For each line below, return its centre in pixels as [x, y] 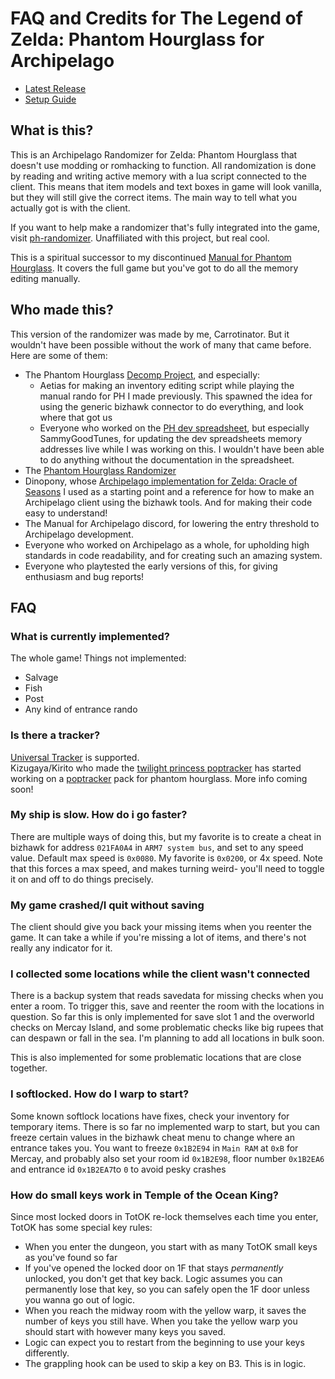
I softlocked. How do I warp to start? [100, 1094]
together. [29, 1068]
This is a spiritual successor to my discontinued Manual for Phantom [151, 257]
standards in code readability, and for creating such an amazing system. [173, 555]
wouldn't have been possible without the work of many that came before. [161, 344]
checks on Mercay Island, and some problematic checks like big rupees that [167, 1028]
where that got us [76, 417]
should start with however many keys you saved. [125, 1332]
